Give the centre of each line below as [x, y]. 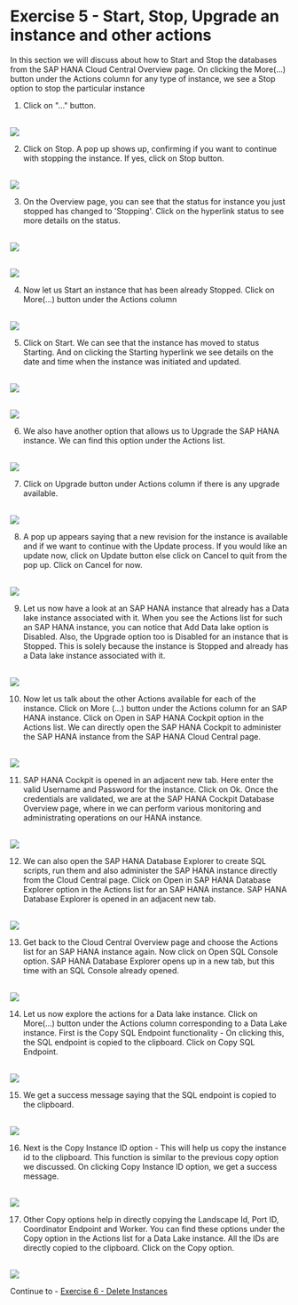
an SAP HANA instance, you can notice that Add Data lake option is [146, 627]
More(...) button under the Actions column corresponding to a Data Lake [155, 1023]
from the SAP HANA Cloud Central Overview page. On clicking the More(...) [148, 69]
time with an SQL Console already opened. [101, 970]
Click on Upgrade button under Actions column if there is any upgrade [151, 484]
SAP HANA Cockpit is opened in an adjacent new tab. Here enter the [148, 780]
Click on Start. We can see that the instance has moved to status [141, 342]
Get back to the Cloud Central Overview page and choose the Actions [150, 942]
